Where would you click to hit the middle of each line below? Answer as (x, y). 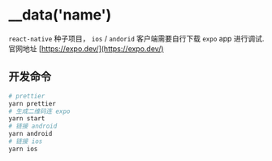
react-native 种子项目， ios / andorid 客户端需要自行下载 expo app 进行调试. (136, 38)
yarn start (27, 119)
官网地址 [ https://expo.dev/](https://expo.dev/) (86, 48)
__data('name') (60, 15)
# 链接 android (33, 126)
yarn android (30, 134)
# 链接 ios (26, 141)
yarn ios (23, 149)
